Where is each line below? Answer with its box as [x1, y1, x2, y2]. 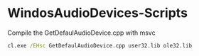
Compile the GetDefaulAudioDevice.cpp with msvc [7, 28, 156, 37]
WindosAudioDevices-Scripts [7, 5, 188, 21]
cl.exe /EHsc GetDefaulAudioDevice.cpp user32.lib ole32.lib [7, 42, 193, 49]
